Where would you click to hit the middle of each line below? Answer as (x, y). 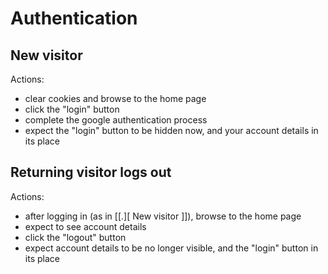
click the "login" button (72, 109)
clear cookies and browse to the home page (115, 98)
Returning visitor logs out (91, 172)
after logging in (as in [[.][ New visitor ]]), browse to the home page (163, 216)
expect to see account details (85, 226)
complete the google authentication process (116, 120)
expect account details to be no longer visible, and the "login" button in (171, 248)
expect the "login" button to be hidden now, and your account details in (171, 130)
